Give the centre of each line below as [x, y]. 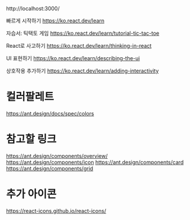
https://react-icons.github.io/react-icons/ [56, 211]
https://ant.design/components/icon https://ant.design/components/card [95, 162]
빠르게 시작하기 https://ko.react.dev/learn [55, 21]
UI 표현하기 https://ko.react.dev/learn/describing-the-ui [73, 58]
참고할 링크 [31, 139]
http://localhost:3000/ [33, 9]
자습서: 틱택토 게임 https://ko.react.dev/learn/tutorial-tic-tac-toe [83, 33]
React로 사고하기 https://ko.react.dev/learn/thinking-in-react [79, 46]
